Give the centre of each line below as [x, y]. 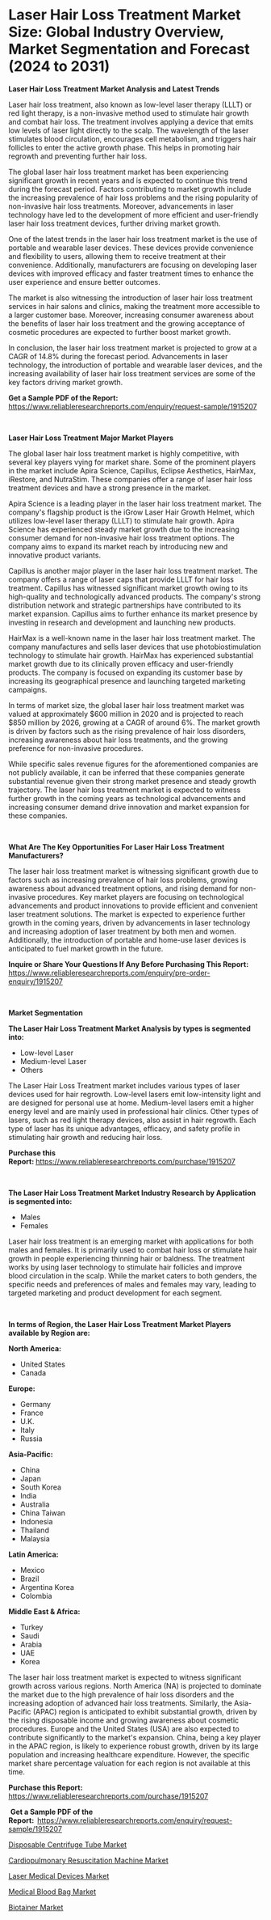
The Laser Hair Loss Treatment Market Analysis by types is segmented [130, 1028]
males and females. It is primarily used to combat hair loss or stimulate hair [133, 1250]
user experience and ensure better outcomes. [84, 282]
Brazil [29, 1579]
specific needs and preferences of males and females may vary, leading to [132, 1284]
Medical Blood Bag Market [52, 1892]
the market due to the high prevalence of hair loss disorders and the [121, 1694]
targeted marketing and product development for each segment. [115, 1293]
